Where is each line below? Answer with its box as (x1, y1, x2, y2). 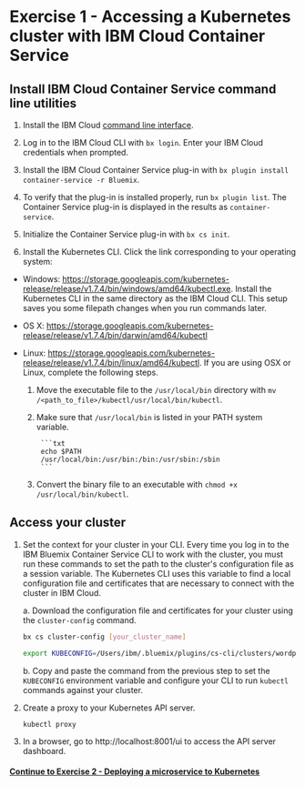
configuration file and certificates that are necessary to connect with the (22, 578, 295, 589)
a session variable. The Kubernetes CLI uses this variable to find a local (22, 568, 291, 579)
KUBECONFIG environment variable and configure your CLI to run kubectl (22, 675, 289, 686)
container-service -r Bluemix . (22, 175, 140, 185)
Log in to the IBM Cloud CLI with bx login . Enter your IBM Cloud (22, 137, 264, 147)
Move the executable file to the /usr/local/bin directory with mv (36, 385, 277, 395)
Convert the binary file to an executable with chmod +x (36, 479, 239, 489)
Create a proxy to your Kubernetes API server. (22, 702, 196, 713)
